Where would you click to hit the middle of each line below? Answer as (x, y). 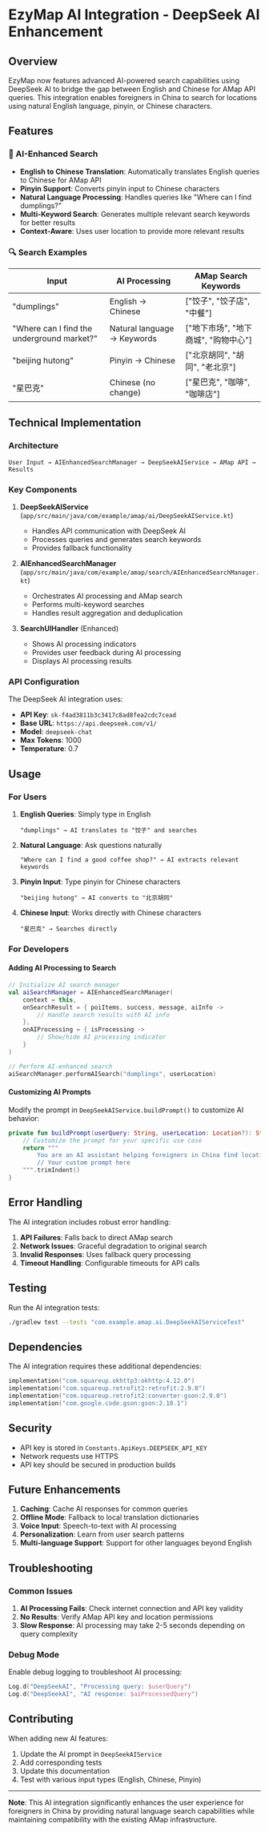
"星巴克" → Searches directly (68, 929)
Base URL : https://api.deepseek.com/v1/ (88, 723)
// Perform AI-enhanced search (60, 1067)
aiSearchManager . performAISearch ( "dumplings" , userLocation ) (112, 1074)
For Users (28, 797)
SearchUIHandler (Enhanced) (69, 628)
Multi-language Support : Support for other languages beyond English (136, 1543)
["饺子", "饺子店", (218, 300)
